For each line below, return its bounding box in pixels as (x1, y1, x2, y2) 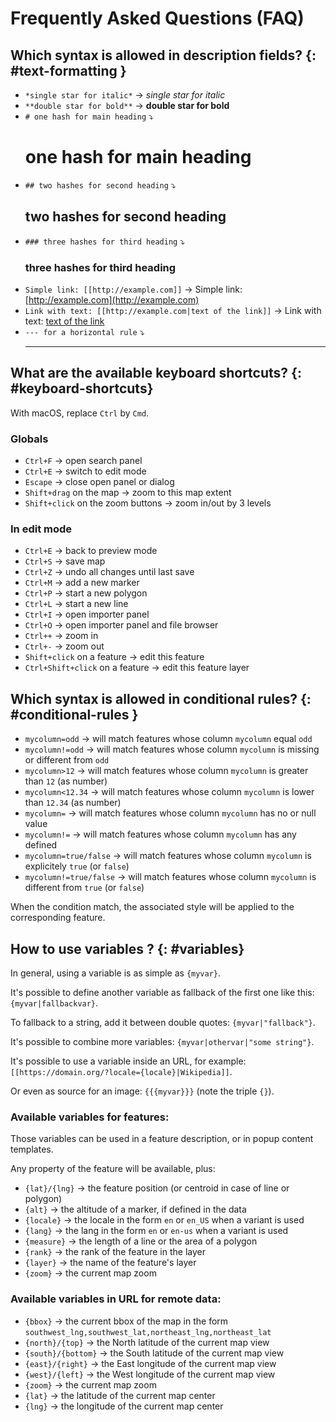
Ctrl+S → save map (24, 555, 106, 567)
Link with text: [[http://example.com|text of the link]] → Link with (24, 305, 322, 317)
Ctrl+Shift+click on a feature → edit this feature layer (24, 662, 250, 674)
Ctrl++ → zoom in (24, 630, 99, 642)
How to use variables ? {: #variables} (10, 940, 245, 957)
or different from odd (24, 754, 110, 766)
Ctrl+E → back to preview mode (24, 545, 158, 557)
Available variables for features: (10, 1110, 170, 1124)
